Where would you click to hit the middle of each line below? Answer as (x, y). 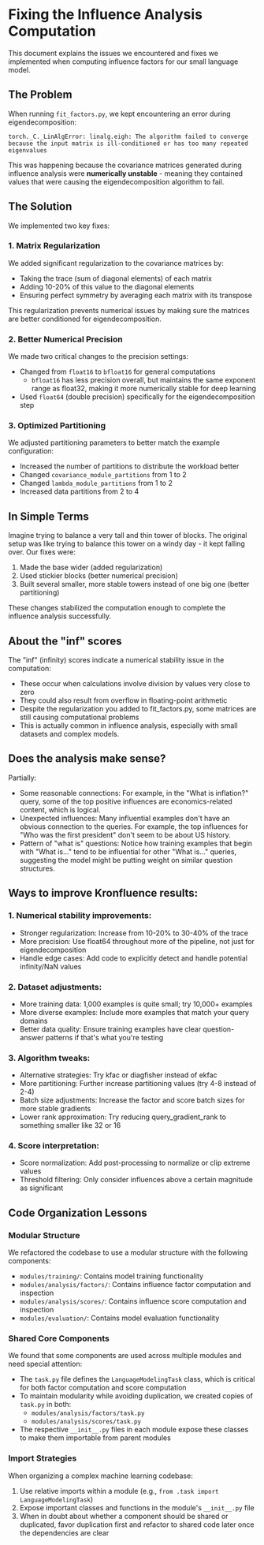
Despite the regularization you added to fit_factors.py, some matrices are (138, 709)
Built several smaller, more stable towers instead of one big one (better (134, 584)
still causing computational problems (79, 717)
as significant (41, 1188)
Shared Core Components (59, 1338)
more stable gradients (55, 1109)
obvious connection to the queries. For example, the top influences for (134, 827)
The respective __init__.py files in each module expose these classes (134, 1430)
